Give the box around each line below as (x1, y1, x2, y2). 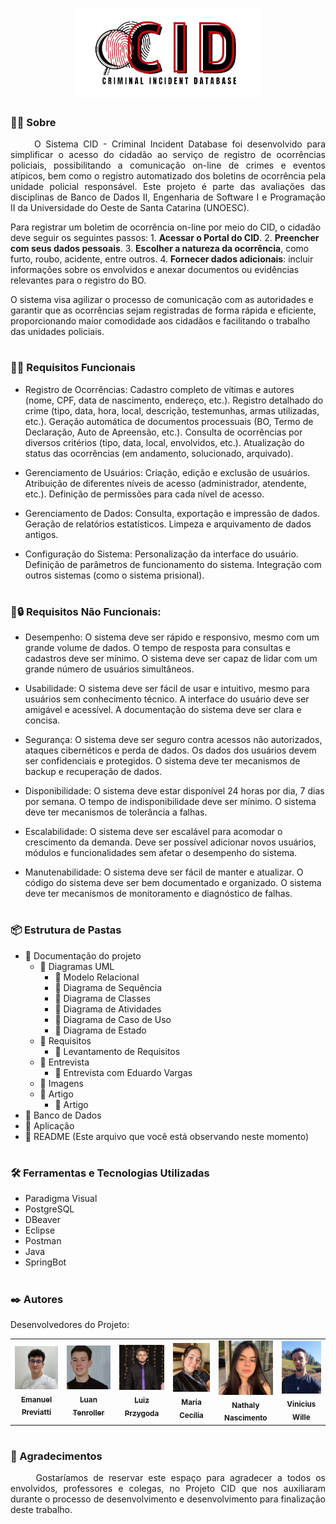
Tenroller (72, 1408, 105, 1418)
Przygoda (124, 1408, 160, 1418)
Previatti (21, 1408, 52, 1418)
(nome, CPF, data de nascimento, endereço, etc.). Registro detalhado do (24, 394, 324, 406)
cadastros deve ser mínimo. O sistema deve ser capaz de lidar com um (24, 653, 318, 665)
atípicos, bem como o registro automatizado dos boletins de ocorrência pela (10, 170, 326, 182)
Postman (24, 1235, 62, 1247)
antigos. (24, 528, 59, 540)
